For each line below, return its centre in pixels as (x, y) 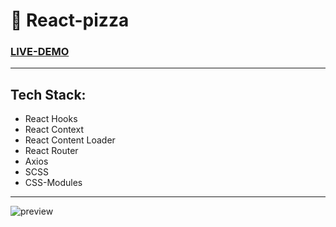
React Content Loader (70, 140)
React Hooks (51, 119)
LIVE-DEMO (40, 52)
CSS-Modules (53, 183)
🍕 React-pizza (70, 20)
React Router (51, 151)
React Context (54, 130)
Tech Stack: (48, 94)
